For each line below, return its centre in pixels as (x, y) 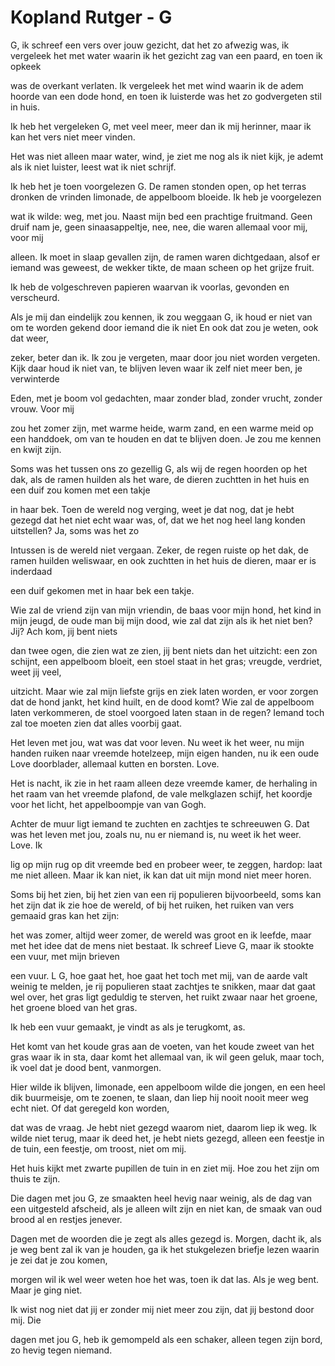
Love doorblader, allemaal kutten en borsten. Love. (115, 763)
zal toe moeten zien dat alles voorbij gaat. (96, 723)
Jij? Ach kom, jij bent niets (64, 631)
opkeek (26, 66)
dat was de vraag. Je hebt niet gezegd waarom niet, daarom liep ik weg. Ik (163, 1127)
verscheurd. (35, 297)
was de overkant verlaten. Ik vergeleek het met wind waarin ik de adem (157, 85)
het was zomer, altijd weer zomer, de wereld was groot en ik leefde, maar (161, 935)
